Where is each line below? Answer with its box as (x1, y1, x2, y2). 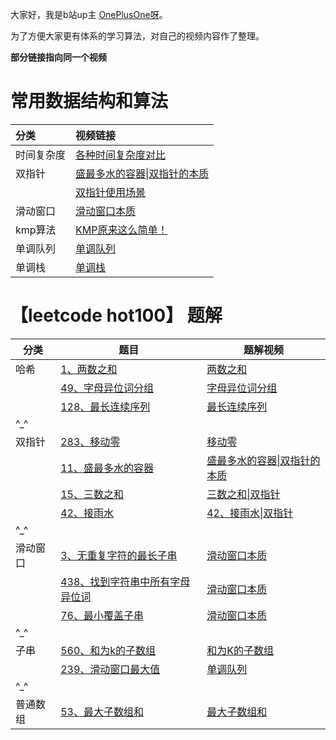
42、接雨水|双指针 (206, 506, 294, 520)
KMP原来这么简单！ (75, 223, 168, 237)
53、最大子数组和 (60, 704, 144, 718)
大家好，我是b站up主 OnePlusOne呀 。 (10, 9, 168, 20)
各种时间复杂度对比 (75, 148, 167, 162)
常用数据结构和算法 (10, 90, 169, 113)
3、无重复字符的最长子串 (60, 548, 178, 562)
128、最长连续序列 (60, 399, 151, 413)
